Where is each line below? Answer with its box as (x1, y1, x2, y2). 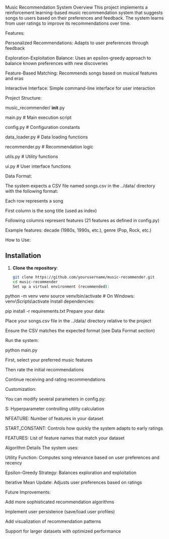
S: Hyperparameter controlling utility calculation (5, 406, 105, 412)
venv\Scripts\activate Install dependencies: (5, 298, 95, 304)
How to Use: (5, 237, 31, 243)
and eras (5, 76, 24, 81)
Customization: (5, 386, 37, 392)
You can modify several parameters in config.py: (5, 396, 106, 402)
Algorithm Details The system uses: (5, 445, 79, 451)
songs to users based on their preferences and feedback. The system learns (5, 15, 164, 21)
